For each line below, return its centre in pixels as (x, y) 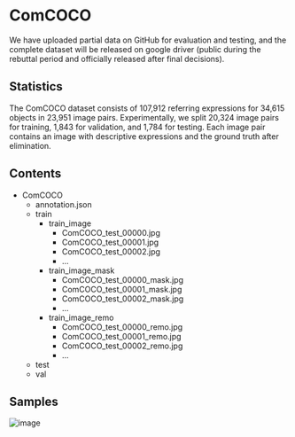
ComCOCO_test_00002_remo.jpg (122, 346)
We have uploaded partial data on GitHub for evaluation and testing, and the (148, 40)
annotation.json (64, 204)
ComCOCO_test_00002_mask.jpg (123, 299)
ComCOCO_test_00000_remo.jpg (122, 327)
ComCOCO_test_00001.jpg (110, 242)
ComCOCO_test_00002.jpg (111, 251)
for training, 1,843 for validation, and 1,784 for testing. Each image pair (137, 127)
